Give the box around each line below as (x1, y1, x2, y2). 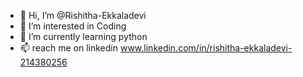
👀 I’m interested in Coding (19, 20, 127, 32)
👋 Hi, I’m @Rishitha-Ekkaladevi (19, 10, 147, 21)
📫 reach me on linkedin (19, 42, 119, 54)
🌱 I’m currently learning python (19, 31, 148, 42)
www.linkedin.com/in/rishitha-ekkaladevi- (119, 42, 293, 54)
